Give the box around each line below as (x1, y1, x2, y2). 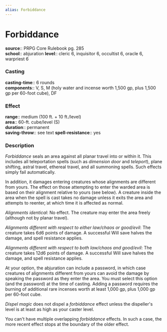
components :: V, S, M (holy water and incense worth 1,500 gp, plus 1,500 (5, 85, 156, 91)
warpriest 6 (5, 56, 29, 62)
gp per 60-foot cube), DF (5, 90, 57, 96)
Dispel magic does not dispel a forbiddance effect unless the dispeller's (5, 301, 153, 307)
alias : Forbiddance (5, 7, 46, 12)
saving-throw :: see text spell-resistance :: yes (5, 130, 101, 136)
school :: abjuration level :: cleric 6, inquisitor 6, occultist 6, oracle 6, (5, 50, 144, 56)
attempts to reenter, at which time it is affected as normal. (5, 200, 124, 206)
